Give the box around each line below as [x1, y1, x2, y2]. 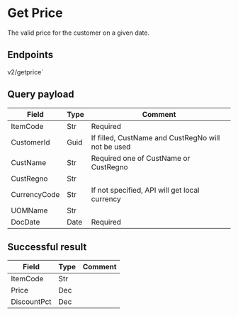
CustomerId [11, 137, 50, 147]
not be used [91, 142, 131, 152]
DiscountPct [11, 297, 52, 307]
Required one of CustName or [91, 153, 191, 163]
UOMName [11, 205, 48, 215]
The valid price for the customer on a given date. [7, 28, 150, 37]
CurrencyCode [11, 189, 60, 199]
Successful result [7, 241, 87, 253]
